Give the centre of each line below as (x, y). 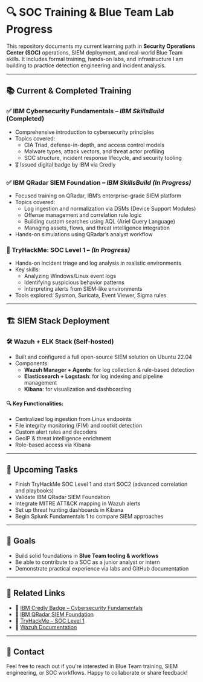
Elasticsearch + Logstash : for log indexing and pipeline (93, 376)
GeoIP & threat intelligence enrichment (63, 439)
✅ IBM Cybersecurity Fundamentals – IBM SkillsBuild (85, 111)
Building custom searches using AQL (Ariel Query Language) (100, 221)
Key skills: (27, 270)
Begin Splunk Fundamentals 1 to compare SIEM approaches (89, 516)
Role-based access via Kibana (53, 445)
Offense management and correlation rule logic (83, 215)
